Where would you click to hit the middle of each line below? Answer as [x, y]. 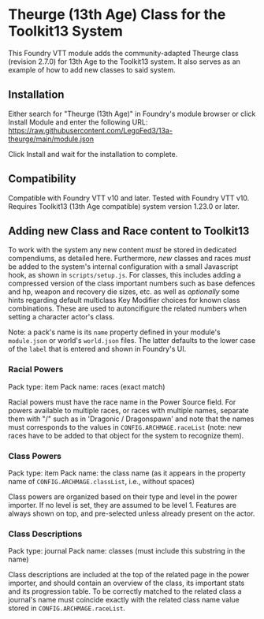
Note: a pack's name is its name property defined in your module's [114, 332]
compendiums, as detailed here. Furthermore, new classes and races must [129, 259]
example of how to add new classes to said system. [92, 69]
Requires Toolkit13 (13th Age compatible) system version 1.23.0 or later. [124, 206]
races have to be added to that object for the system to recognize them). [126, 435]
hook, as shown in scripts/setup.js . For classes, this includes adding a [125, 275]
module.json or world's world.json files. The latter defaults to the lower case [132, 341]
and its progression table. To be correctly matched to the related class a [125, 591]
